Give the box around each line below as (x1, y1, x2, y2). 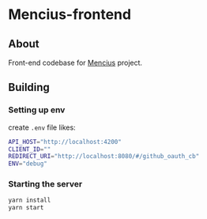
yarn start (8, 204, 44, 212)
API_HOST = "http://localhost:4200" (8, 138, 122, 145)
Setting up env (8, 104, 66, 115)
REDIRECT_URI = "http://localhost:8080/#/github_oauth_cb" (8, 153, 200, 160)
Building (8, 81, 50, 94)
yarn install (8, 196, 51, 205)
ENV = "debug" (8, 160, 47, 168)
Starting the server (8, 179, 83, 190)
